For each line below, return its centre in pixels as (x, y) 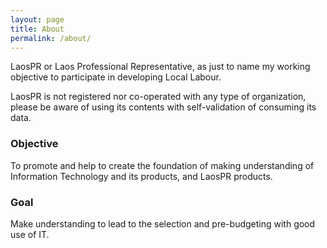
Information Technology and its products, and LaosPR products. (141, 176)
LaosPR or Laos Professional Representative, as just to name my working (160, 67)
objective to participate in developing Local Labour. (116, 77)
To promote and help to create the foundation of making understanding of (162, 165)
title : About (37, 29)
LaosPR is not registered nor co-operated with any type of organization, (158, 97)
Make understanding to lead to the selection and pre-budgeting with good (163, 223)
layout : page (37, 19)
